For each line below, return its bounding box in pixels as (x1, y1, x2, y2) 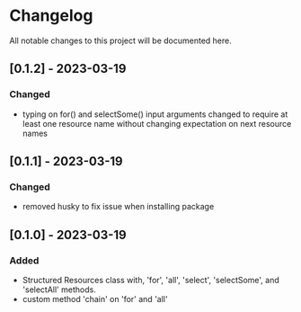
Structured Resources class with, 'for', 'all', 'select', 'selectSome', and (22, 275, 280, 285)
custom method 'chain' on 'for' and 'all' (22, 294, 168, 304)
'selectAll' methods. (22, 284, 96, 295)
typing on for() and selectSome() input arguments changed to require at (22, 109, 288, 120)
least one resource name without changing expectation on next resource (22, 118, 292, 129)
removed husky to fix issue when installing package (22, 201, 215, 212)
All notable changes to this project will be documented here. (9, 35, 232, 46)
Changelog (9, 5, 93, 26)
